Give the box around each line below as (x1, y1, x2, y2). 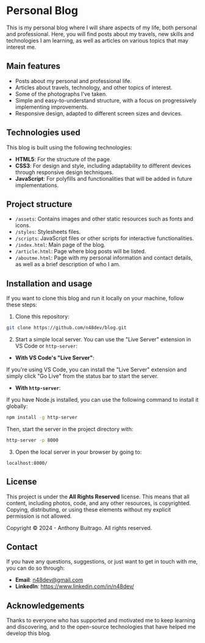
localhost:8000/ (6, 460, 48, 466)
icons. (15, 222, 31, 229)
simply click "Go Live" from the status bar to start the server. (6, 372, 159, 380)
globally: (6, 402, 28, 410)
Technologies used (6, 128, 81, 138)
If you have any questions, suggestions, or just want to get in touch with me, (6, 558, 198, 565)
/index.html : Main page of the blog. (15, 241, 106, 249)
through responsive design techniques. (15, 169, 114, 176)
